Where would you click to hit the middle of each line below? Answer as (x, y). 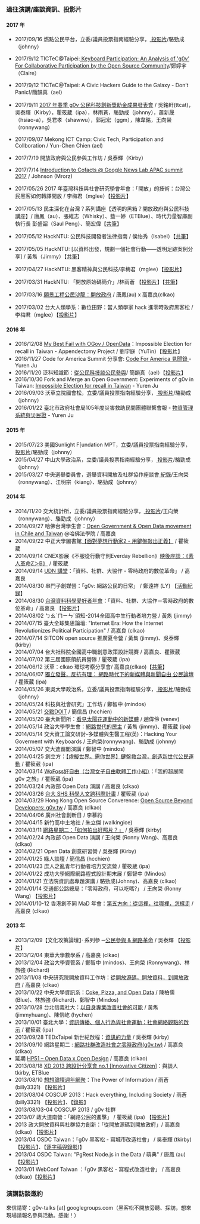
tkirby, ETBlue (32, 1072)
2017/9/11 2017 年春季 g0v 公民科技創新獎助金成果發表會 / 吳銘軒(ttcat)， (104, 105)
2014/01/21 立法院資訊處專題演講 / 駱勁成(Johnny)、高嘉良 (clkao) (96, 881)
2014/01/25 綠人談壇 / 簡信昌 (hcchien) (62, 858)
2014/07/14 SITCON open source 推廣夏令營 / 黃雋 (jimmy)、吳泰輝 (97, 638)
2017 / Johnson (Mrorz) (43, 176)
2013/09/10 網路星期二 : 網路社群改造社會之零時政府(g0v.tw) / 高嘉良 (99, 1044)
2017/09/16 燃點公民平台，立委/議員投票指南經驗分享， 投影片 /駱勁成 (99, 39)
